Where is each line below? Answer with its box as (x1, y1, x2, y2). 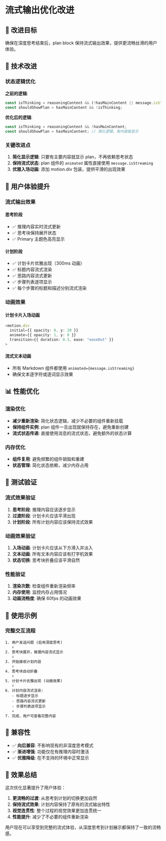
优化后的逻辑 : (5, 115, 33, 121)
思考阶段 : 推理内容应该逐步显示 (12, 506, 76, 512)
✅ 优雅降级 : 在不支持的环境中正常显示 (12, 755, 89, 761)
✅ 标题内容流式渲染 (12, 267, 52, 273)
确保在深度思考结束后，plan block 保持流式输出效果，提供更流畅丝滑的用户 (5, 40, 158, 46)
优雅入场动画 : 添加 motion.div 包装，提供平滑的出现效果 (12, 166, 125, 172)
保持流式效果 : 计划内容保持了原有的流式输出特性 (12, 801, 110, 807)
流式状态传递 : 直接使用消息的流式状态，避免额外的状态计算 (12, 430, 132, 436)
